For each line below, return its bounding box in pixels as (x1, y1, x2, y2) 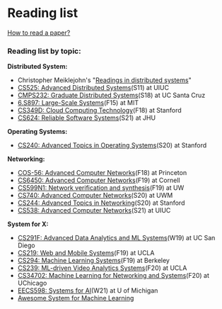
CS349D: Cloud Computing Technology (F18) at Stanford (17, 106, 182, 115)
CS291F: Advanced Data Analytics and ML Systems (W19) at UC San (17, 234, 216, 242)
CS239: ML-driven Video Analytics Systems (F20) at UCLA (17, 264, 187, 272)
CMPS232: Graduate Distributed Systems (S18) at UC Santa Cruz (17, 91, 206, 100)
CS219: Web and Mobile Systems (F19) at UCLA (17, 249, 155, 257)
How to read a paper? (7, 28, 71, 37)
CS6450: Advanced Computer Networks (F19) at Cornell (17, 176, 180, 185)
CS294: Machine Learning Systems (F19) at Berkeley (17, 257, 170, 265)
